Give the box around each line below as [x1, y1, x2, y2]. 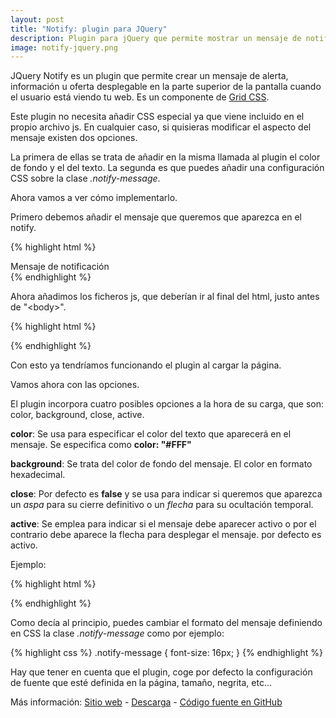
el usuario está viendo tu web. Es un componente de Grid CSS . [10, 91, 270, 103]
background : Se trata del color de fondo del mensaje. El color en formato [10, 458, 313, 470]
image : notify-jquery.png [10, 42, 118, 53]
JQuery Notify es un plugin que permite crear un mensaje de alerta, [10, 70, 289, 82]
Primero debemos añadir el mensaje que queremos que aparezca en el [10, 211, 302, 223]
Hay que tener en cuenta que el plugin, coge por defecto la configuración [10, 666, 313, 678]
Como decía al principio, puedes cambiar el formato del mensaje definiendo [10, 617, 323, 629]
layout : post [10, 14, 65, 25]
